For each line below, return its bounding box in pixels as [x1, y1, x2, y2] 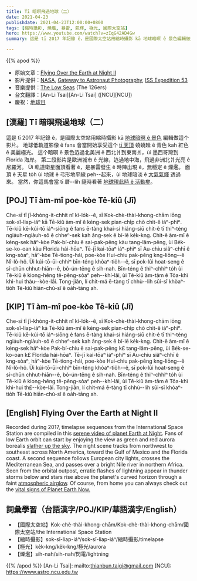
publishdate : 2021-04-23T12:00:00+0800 [6, 19, 104, 25]
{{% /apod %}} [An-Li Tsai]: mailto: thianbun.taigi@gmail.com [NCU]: [6, 562, 172, 569]
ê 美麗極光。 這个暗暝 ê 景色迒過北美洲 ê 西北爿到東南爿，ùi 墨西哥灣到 [6, 148, 179, 156]
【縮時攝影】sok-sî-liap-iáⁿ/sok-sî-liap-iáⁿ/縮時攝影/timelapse [14, 536, 164, 543]
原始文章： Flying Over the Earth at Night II [14, 69, 116, 76]
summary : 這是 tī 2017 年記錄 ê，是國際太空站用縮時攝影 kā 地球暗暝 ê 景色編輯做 [6, 36, 191, 42]
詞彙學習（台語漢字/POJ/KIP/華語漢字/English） [6, 504, 182, 514]
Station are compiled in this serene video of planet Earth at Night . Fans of [6, 430, 183, 437]
